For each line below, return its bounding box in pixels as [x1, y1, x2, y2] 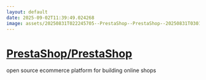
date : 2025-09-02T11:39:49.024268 [6, 15, 95, 21]
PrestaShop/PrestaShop [6, 46, 132, 60]
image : [6, 20, 23, 26]
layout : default [6, 9, 48, 15]
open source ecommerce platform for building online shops [6, 67, 156, 74]
